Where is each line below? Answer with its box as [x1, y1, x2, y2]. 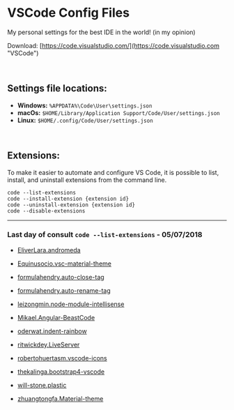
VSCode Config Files [7, 5, 130, 21]
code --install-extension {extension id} [7, 195, 130, 202]
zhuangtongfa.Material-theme [17, 394, 104, 402]
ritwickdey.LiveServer [17, 340, 80, 349]
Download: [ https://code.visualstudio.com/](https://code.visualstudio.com [7, 41, 219, 50]
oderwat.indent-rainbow [17, 326, 87, 335]
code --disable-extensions [7, 207, 86, 214]
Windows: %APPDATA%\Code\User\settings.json [17, 101, 153, 109]
